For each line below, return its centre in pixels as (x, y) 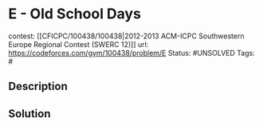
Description (38, 87)
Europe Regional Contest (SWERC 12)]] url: (79, 44)
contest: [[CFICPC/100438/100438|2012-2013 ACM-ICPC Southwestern (126, 36)
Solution (29, 114)
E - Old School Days (75, 14)
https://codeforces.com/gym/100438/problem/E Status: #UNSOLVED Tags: (131, 53)
